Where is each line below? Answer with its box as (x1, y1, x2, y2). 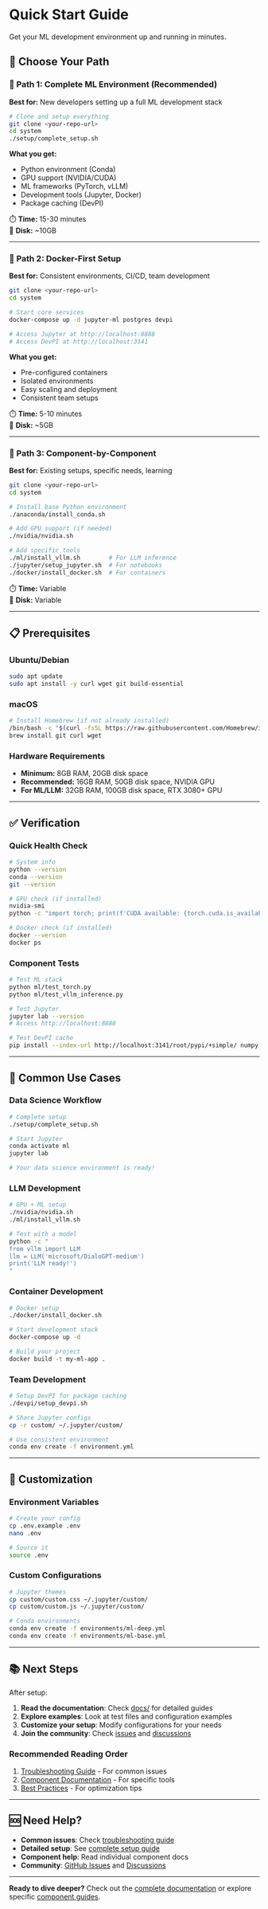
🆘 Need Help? (9, 1814, 83, 1828)
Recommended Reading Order (9, 1748, 128, 1759)
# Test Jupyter (9, 1005, 60, 1013)
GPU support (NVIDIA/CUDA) (20, 173, 117, 182)
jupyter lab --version (9, 1012, 84, 1021)
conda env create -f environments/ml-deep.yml (9, 1625, 166, 1633)
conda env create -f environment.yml (9, 1443, 134, 1451)
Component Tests (9, 958, 80, 969)
